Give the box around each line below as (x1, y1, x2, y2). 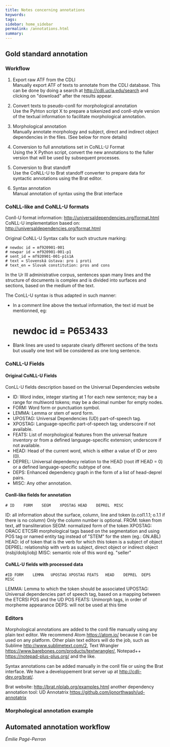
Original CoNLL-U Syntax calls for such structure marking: (5, 235, 127, 241)
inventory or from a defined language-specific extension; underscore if (12, 437, 161, 443)
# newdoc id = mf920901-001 (5, 245, 65, 250)
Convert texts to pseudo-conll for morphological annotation (12, 103, 137, 109)
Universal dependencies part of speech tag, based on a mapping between (5, 591, 161, 597)
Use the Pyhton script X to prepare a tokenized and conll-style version (12, 108, 160, 114)
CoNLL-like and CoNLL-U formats (5, 203, 89, 210)
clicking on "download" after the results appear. (12, 92, 113, 99)
